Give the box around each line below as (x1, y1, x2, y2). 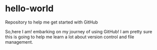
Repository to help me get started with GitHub (5, 19, 98, 25)
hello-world (5, 3, 54, 14)
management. (5, 39, 33, 45)
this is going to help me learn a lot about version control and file (5, 34, 134, 40)
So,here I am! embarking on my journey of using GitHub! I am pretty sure (5, 28, 153, 34)
